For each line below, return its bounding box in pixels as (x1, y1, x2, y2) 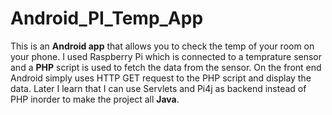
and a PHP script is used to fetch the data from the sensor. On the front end (10, 61, 322, 73)
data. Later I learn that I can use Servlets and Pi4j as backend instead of (10, 82, 307, 94)
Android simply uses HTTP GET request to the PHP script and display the (10, 72, 312, 84)
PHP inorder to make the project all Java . (10, 93, 180, 105)
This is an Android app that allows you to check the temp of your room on (10, 40, 315, 52)
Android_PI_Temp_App (10, 7, 204, 30)
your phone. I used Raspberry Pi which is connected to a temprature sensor (10, 50, 323, 62)
